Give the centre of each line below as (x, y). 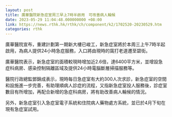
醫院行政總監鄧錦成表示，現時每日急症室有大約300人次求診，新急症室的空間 (86, 79)
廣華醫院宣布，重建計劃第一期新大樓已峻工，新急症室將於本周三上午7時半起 (85, 45)
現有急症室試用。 (23, 109)
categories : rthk (24, 29)
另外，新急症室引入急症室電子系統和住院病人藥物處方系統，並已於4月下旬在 (85, 103)
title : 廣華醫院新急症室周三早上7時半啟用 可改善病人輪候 (60, 15)
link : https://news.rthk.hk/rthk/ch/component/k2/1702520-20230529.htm (83, 24)
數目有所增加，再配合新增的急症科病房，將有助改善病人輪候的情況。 (77, 92)
